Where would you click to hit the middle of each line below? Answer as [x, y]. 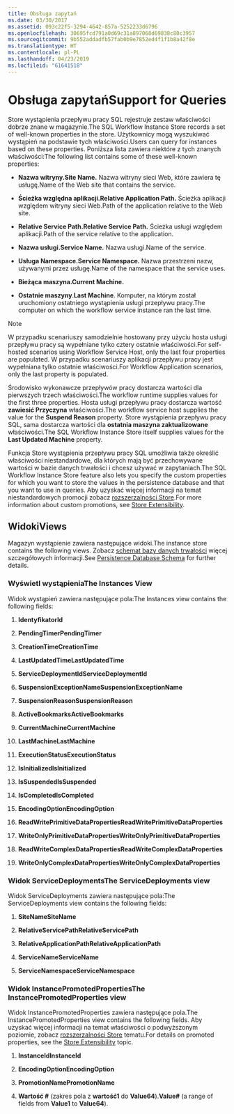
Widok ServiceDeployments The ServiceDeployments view [109, 881]
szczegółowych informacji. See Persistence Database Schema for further [112, 558]
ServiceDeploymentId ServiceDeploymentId [83, 674]
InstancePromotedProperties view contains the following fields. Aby [105, 1020]
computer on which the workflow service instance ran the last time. [115, 310]
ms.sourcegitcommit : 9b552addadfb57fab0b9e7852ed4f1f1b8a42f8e [102, 40]
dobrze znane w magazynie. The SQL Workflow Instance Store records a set [117, 127]
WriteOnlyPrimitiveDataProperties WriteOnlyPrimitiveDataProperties [119, 835]
